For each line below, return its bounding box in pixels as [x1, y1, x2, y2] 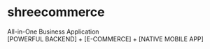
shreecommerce [7, 4, 105, 20]
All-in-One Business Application [7, 27, 99, 36]
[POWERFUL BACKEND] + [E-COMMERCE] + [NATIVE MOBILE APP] [7, 34, 204, 43]
